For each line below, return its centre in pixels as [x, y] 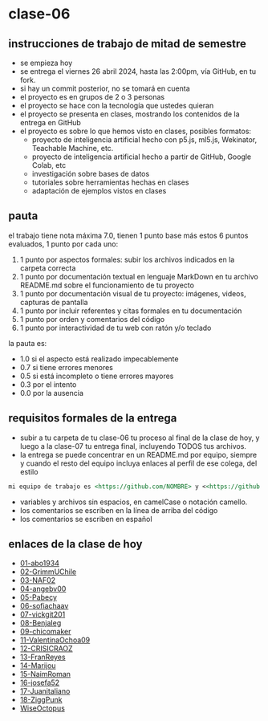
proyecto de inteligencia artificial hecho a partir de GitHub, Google [142, 157]
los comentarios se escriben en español [86, 519]
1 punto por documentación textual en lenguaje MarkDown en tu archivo [139, 276]
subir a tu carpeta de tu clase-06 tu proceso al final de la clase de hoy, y [140, 438]
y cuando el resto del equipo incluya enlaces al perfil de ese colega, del [138, 463]
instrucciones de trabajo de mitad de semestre [127, 44]
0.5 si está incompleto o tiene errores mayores [97, 376]
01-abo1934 [40, 564]
